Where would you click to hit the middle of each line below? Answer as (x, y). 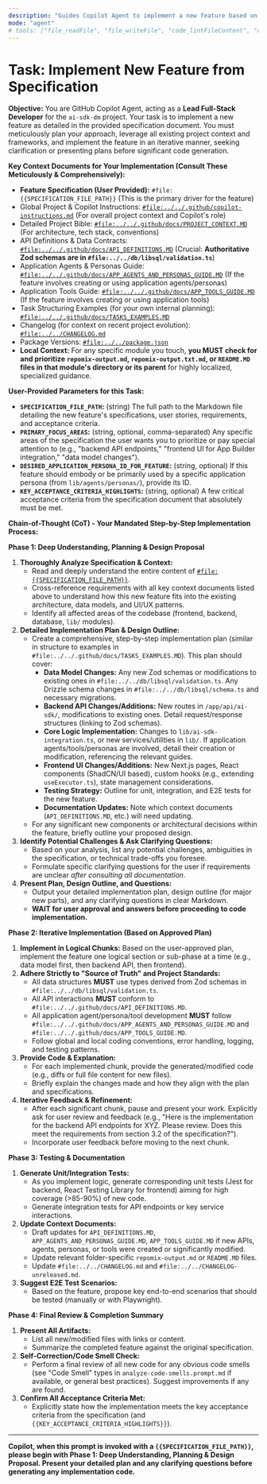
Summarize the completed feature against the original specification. (143, 1347)
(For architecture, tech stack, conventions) (89, 232)
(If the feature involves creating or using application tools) (114, 300)
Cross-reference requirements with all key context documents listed (143, 588)
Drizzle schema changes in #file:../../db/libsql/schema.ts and (151, 689)
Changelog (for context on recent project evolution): (105, 325)
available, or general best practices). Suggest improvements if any (140, 1381)
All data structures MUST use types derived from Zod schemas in (139, 982)
